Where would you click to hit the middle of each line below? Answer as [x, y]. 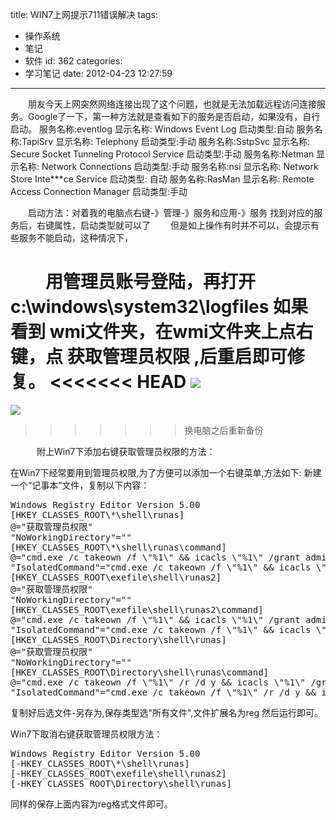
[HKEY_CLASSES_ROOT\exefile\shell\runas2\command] [137, 609]
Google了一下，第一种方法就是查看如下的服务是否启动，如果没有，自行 [174, 116]
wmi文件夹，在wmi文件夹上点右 [181, 332]
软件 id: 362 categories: [73, 61]
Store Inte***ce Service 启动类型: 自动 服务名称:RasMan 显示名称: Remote [162, 179]
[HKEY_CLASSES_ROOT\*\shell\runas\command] [118, 547]
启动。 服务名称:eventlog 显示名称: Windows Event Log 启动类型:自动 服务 [162, 129]
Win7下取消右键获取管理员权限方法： [86, 734]
